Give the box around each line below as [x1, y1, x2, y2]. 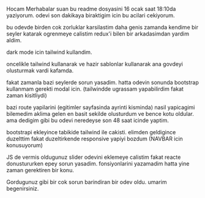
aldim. [6, 37, 22, 44]
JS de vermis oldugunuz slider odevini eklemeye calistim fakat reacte [6, 153, 181, 161]
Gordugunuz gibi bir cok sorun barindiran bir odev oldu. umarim [6, 178, 167, 186]
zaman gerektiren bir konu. [6, 167, 75, 173]
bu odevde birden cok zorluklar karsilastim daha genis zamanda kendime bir [6, 24, 199, 31]
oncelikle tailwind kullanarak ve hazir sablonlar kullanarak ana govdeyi [6, 61, 184, 67]
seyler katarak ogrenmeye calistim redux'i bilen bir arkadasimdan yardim [6, 30, 190, 37]
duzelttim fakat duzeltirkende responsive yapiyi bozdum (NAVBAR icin [6, 135, 184, 142]
